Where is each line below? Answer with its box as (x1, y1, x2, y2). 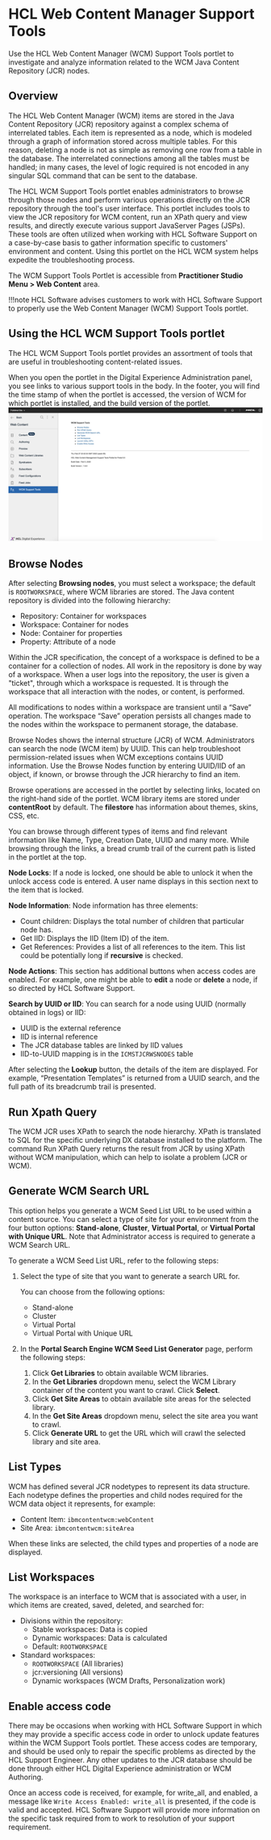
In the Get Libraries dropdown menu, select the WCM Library (31, 1377, 236, 1386)
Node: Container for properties (19, 629, 123, 638)
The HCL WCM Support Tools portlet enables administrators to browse (8, 186, 244, 196)
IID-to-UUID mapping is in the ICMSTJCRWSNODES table (19, 1049, 194, 1059)
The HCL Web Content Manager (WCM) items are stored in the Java (8, 111, 235, 120)
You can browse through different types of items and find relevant (8, 826, 227, 836)
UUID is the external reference (19, 1023, 122, 1033)
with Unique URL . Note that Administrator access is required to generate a (8, 1232, 256, 1241)
